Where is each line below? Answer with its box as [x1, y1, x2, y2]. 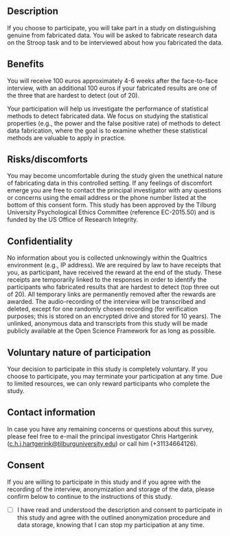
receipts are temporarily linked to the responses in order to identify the [7, 276, 207, 284]
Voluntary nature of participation [7, 346, 151, 358]
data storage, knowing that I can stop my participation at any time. [16, 520, 205, 528]
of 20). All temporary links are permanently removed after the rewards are [7, 290, 216, 298]
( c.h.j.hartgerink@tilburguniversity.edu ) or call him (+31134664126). [7, 439, 198, 447]
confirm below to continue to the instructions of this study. [7, 492, 173, 500]
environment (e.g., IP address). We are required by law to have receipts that [7, 261, 221, 269]
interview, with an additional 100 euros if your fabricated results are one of [7, 84, 218, 92]
